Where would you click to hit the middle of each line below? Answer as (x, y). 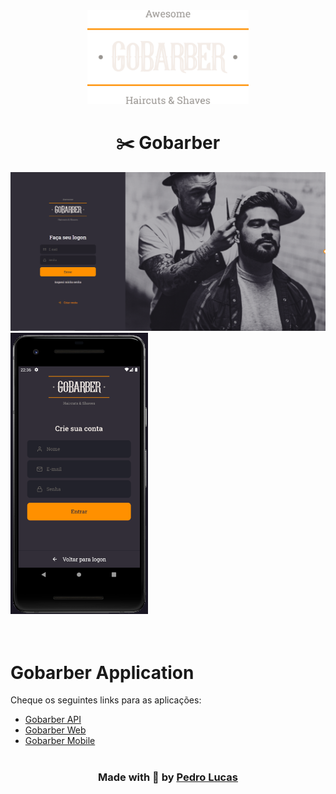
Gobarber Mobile (60, 741)
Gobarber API (53, 720)
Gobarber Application (102, 672)
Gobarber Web (55, 730)
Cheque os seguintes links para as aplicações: (106, 700)
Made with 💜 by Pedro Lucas (168, 777)
